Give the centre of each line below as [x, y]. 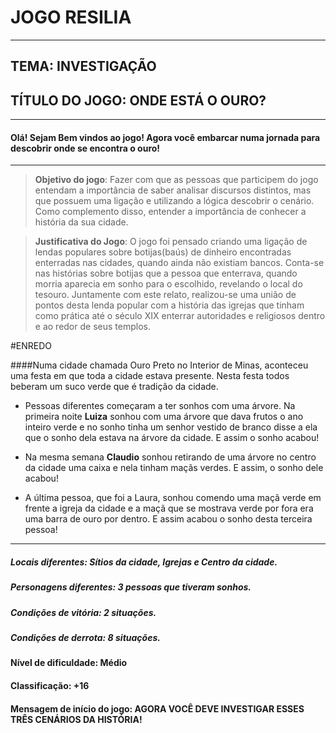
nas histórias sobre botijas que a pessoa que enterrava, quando [166, 273]
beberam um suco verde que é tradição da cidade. [114, 387]
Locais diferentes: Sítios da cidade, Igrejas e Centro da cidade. [144, 562]
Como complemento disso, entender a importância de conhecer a [170, 212]
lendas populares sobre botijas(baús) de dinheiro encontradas [163, 252]
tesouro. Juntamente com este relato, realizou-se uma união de [165, 295]
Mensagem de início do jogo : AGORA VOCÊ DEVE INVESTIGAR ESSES [157, 708]
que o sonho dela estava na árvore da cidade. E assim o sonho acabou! [172, 438]
